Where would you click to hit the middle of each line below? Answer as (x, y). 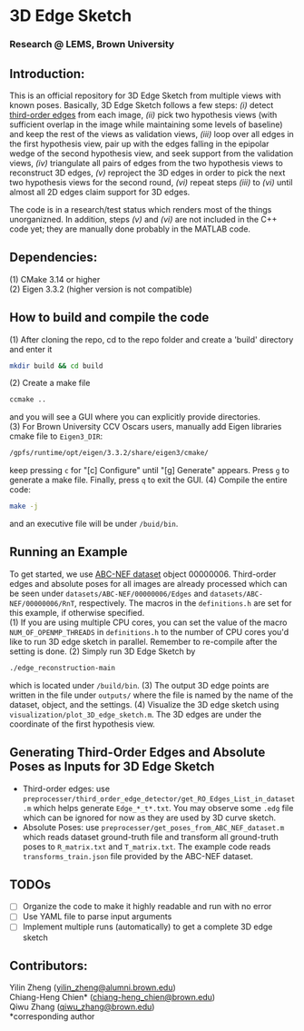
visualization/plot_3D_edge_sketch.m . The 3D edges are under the (135, 714)
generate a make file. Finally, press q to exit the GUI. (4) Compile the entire (148, 480)
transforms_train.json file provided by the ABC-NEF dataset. (138, 856)
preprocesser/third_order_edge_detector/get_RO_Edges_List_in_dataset (159, 799)
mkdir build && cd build (56, 366)
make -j (24, 506)
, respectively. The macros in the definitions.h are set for (183, 603)
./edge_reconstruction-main (63, 668)
